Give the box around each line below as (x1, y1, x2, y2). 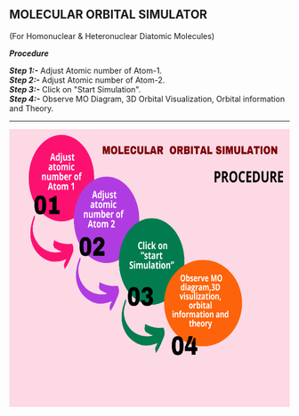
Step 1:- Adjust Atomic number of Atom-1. (9, 65, 163, 76)
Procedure (9, 48, 49, 59)
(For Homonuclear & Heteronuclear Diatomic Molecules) (9, 30, 215, 41)
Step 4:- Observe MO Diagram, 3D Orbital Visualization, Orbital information (9, 93, 286, 104)
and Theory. (9, 102, 54, 114)
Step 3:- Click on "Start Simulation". (9, 84, 141, 94)
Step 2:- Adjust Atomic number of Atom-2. (9, 75, 166, 85)
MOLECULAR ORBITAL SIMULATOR (9, 7, 207, 22)
